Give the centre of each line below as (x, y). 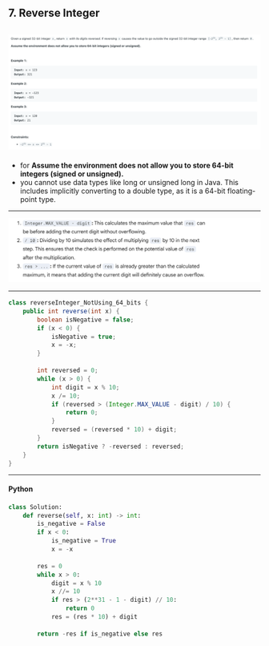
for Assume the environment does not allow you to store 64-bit (126, 165)
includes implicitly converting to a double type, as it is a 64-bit (122, 191)
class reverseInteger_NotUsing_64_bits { (78, 303)
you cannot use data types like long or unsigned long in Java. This (129, 182)
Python (21, 489)
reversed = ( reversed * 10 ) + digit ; (114, 430)
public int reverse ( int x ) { (71, 311)
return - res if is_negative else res (100, 634)
